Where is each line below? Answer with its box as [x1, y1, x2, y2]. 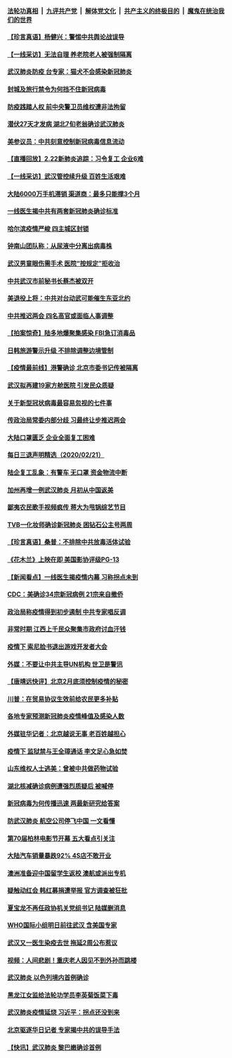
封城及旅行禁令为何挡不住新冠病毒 [7, 84, 106, 93]
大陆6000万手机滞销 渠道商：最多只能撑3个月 [7, 189, 141, 198]
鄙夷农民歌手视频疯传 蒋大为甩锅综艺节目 [7, 503, 127, 512]
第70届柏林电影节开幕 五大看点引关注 [7, 834, 115, 843]
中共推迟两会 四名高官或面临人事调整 [7, 311, 114, 320]
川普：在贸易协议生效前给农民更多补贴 [7, 694, 118, 703]
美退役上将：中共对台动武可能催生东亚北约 [7, 294, 131, 303]
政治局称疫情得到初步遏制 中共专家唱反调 [7, 607, 127, 616]
